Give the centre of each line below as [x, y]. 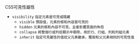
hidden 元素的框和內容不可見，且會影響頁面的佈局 [62, 27]
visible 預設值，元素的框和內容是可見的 [54, 22]
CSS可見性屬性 [20, 7]
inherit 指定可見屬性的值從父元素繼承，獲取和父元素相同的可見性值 [77, 37]
